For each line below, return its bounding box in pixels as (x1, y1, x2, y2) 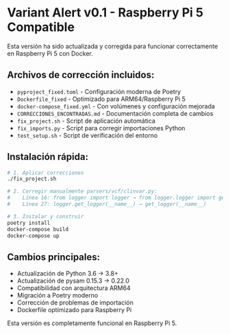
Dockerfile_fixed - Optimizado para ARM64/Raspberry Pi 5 (16, 95, 186, 103)
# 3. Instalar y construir (7, 213, 84, 220)
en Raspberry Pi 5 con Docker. (7, 49, 94, 58)
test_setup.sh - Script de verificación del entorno (16, 131, 158, 139)
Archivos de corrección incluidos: (7, 69, 155, 81)
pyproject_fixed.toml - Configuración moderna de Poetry (16, 87, 181, 95)
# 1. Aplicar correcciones (7, 169, 84, 176)
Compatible (7, 19, 75, 35)
